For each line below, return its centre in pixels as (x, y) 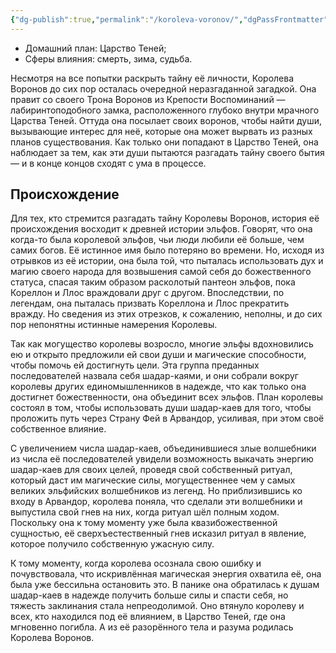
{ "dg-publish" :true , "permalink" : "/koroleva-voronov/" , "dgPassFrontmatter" (169, 19)
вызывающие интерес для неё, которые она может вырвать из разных (161, 131)
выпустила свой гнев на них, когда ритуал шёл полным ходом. (145, 512)
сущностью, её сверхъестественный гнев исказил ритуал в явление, (158, 533)
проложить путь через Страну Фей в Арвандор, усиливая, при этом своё (167, 418)
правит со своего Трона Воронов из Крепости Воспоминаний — (148, 99)
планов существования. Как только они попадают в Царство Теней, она (164, 142)
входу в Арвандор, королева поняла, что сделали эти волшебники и (156, 502)
